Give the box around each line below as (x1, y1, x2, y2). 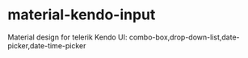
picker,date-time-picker (7, 40, 86, 50)
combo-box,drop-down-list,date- (128, 32, 240, 42)
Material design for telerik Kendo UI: (7, 32, 128, 42)
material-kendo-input (7, 6, 156, 24)
